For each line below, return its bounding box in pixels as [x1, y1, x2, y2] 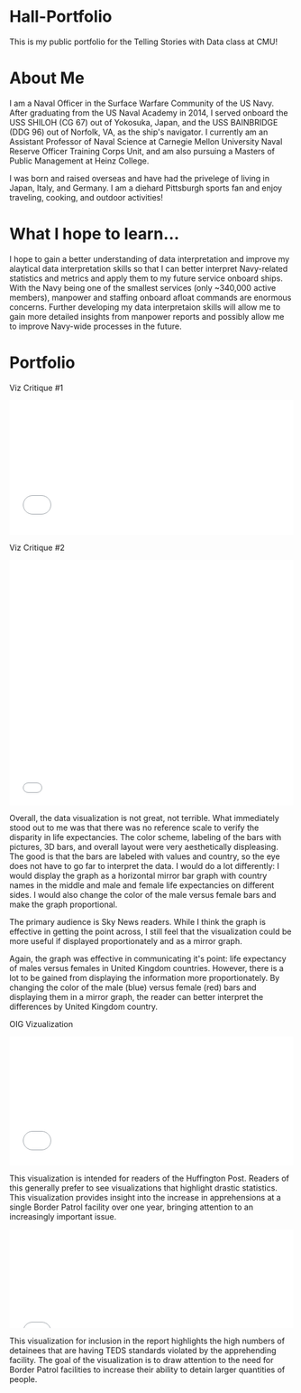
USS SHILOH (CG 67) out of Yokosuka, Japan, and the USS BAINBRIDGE [9, 117, 278, 127]
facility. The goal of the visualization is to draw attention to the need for [9, 1354, 274, 1365]
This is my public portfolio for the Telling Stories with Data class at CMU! [9, 36, 278, 47]
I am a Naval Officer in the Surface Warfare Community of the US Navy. [9, 98, 275, 108]
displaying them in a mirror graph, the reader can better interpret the [9, 991, 264, 1002]
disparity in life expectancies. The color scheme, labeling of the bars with [9, 831, 282, 842]
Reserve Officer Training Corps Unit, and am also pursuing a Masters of [9, 145, 275, 156]
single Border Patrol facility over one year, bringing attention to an [9, 1201, 254, 1212]
